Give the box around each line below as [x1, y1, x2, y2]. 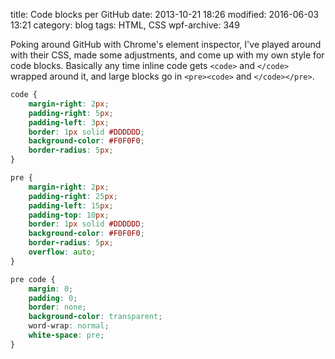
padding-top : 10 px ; [28, 210, 110, 220]
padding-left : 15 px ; [28, 200, 114, 211]
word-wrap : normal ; [28, 321, 110, 331]
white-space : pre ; [28, 330, 105, 340]
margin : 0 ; [28, 284, 74, 294]
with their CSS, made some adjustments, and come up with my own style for [10, 49, 325, 61]
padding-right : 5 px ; [28, 108, 114, 118]
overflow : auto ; [28, 247, 97, 257]
